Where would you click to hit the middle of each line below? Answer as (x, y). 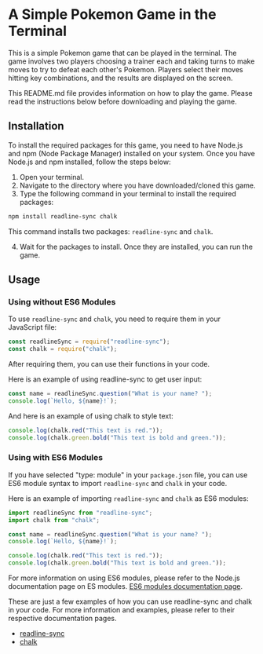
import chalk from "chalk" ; (54, 520)
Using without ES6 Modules (62, 301)
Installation (36, 126)
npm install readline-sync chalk (63, 216)
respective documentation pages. (62, 619)
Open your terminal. (52, 177)
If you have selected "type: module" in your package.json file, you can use (128, 475)
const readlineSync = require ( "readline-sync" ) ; (89, 342)
